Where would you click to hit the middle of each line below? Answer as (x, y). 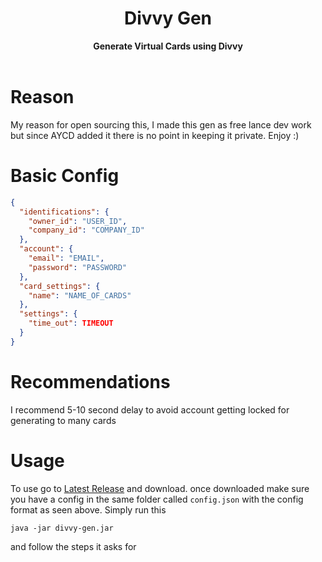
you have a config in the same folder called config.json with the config (157, 499)
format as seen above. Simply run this (88, 509)
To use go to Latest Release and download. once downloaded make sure (160, 488)
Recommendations (90, 382)
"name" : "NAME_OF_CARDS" (80, 295)
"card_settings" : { (60, 286)
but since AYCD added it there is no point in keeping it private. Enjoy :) (155, 135)
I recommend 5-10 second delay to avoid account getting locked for (150, 409)
